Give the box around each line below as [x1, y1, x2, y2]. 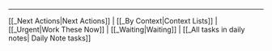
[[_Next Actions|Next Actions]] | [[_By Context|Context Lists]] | [8, 16, 218, 25]
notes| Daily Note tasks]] [8, 33, 91, 43]
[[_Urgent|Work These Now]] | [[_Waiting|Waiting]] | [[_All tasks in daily [8, 25, 245, 34]
